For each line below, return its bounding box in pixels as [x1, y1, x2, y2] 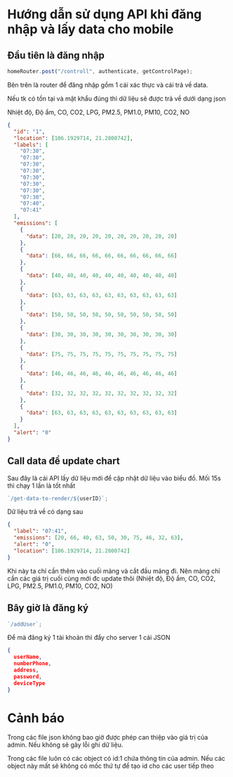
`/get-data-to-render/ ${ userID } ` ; [7, 495, 109, 502]
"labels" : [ [13, 141, 49, 149]
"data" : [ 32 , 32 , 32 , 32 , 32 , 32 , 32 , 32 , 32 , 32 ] [25, 390, 178, 397]
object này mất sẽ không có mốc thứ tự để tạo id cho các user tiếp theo [7, 762, 214, 770]
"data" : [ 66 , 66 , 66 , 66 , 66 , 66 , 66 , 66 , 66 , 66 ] [25, 253, 178, 260]
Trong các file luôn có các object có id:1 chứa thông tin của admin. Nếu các [7, 754, 226, 763]
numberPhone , [13, 660, 52, 667]
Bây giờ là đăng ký [7, 602, 89, 614]
